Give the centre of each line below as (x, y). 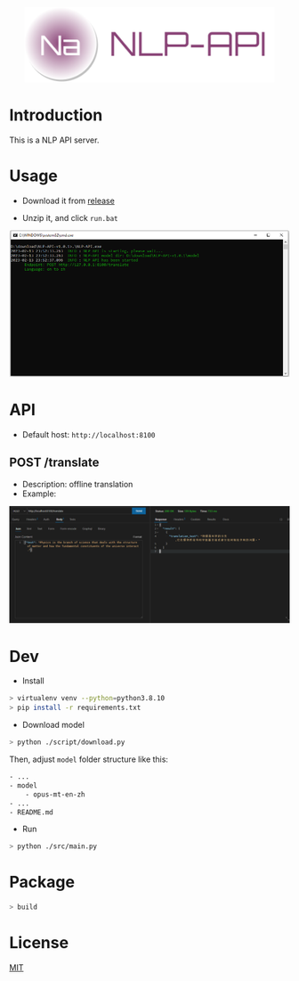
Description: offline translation (77, 484)
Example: (39, 494)
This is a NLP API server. (54, 140)
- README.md (31, 812)
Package (42, 883)
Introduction (56, 115)
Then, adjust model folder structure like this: (89, 759)
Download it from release (69, 200)
